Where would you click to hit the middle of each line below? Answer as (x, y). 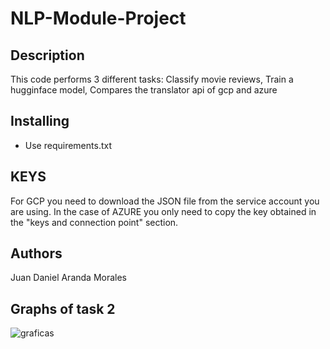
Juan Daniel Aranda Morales (69, 278)
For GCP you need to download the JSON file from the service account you (165, 201)
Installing (40, 121)
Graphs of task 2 (63, 308)
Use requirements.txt (68, 145)
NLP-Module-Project (98, 18)
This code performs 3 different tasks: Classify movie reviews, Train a (152, 79)
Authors (36, 253)
